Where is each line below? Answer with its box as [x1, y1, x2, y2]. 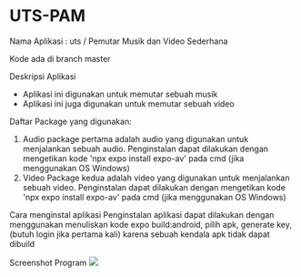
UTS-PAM [9, 5, 86, 26]
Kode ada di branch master [9, 53, 111, 64]
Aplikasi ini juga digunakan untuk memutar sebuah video [22, 97, 235, 109]
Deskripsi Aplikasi [9, 70, 76, 82]
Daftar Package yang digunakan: [9, 116, 132, 127]
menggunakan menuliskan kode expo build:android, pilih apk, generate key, [9, 219, 293, 230]
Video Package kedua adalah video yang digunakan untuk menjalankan [22, 172, 290, 183]
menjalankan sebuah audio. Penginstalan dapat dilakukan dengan [22, 143, 269, 154]
